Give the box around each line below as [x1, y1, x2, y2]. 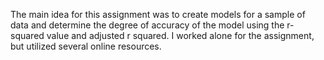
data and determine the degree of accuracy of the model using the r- [10, 19, 295, 31]
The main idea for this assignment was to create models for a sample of [10, 9, 306, 20]
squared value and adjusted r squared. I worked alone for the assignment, [10, 30, 315, 41]
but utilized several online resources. [10, 40, 162, 52]
